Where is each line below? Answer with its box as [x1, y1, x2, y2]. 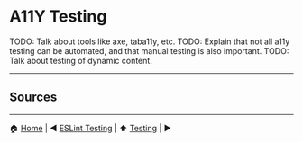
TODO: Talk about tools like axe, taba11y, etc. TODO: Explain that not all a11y [9, 36, 290, 47]
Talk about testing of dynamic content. [9, 55, 153, 66]
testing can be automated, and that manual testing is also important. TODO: [9, 45, 289, 56]
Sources [9, 90, 58, 105]
